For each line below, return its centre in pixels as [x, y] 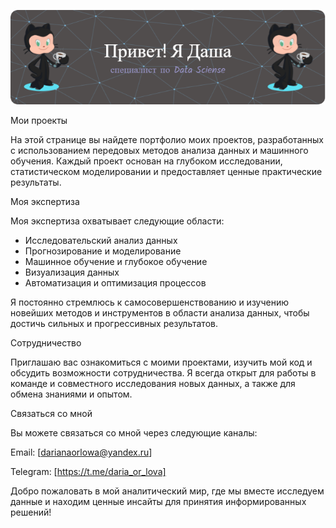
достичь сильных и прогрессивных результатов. [114, 324]
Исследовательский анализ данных [101, 241]
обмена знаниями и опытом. [71, 394]
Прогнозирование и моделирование [103, 251]
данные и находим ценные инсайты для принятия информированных [158, 502]
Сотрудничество [46, 343]
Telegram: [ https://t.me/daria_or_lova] [88, 472]
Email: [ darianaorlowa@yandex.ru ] [81, 452]
